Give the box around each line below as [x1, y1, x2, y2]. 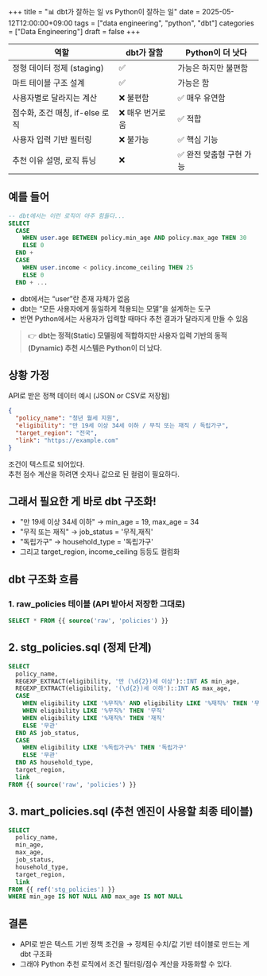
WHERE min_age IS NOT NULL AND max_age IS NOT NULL [8, 893, 183, 900]
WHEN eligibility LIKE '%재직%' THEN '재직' [22, 714, 165, 722]
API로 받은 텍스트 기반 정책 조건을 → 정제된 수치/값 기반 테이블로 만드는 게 [19, 939, 250, 949]
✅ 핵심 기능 [177, 134, 219, 145]
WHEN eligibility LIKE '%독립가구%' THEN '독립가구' [22, 744, 188, 752]
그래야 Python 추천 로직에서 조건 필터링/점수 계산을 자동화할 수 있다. [19, 959, 232, 969]
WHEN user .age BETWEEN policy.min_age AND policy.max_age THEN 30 [22, 234, 247, 242]
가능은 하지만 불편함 [177, 63, 249, 73]
